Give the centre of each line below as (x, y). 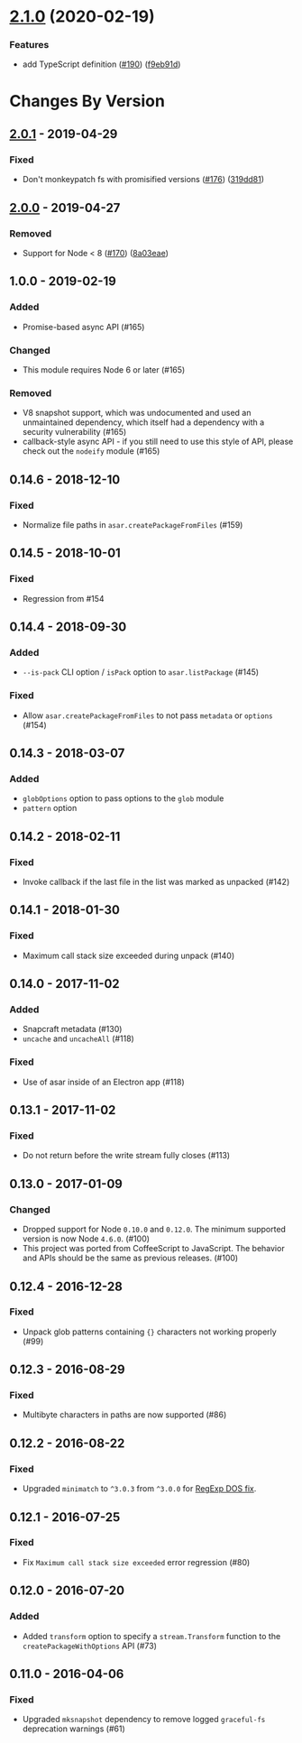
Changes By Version (87, 101)
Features (29, 45)
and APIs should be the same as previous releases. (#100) (130, 1258)
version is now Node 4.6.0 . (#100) (86, 1239)
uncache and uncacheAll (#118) (78, 1038)
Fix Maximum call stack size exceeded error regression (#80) (136, 1562)
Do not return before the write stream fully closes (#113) (126, 1156)
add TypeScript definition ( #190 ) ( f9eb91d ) (101, 64)
